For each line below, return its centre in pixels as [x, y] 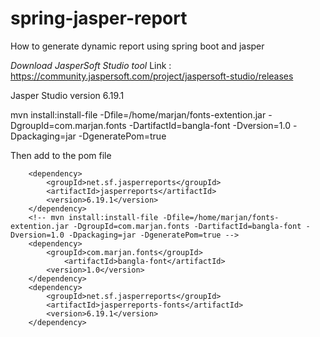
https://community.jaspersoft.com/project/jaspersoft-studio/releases [152, 76]
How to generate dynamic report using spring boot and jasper [137, 46]
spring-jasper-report [99, 18]
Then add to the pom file [61, 155]
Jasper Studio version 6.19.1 [67, 95]
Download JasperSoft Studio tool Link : [91, 65]
